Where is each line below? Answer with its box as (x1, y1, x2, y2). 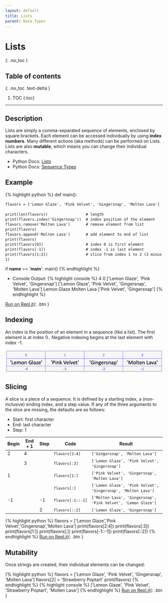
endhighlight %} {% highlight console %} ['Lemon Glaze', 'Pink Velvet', (5, 582, 151, 588)
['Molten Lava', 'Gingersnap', (91, 495, 156, 500)
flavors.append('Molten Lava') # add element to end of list (5, 232, 149, 237)
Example (5, 178, 33, 187)
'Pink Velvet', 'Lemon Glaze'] (91, 501, 156, 506)
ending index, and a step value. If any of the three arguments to (25, 401, 157, 407)
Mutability (5, 548, 38, 557)
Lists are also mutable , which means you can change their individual (5, 143, 146, 149)
